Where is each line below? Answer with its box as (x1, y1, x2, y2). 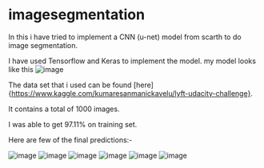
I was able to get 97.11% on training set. (8, 119, 138, 129)
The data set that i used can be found (8, 80, 132, 90)
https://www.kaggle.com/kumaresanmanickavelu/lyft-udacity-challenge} (10, 88, 251, 98)
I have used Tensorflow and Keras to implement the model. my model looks (8, 56, 256, 66)
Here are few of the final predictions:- (8, 134, 133, 145)
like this (8, 64, 34, 74)
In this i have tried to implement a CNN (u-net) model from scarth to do (8, 32, 242, 42)
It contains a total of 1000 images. (8, 104, 120, 114)
